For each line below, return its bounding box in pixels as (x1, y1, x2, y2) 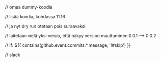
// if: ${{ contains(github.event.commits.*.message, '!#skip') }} (5, 42, 131, 48)
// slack (5, 52, 21, 58)
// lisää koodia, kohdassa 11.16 (5, 14, 65, 19)
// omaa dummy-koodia (5, 4, 53, 10)
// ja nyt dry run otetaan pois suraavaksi (5, 23, 86, 29)
